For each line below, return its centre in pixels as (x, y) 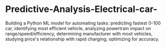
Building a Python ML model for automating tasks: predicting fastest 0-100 (83, 23)
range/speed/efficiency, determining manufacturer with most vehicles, (79, 33)
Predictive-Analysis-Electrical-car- (81, 9)
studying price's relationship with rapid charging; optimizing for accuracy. (82, 39)
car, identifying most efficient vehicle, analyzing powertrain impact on (78, 28)
